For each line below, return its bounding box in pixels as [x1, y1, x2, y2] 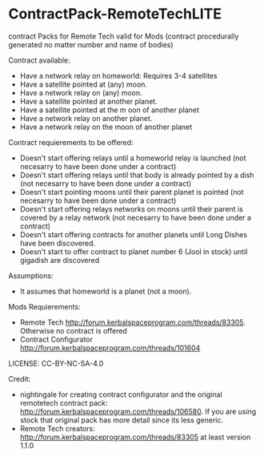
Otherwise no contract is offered [19, 326, 128, 335]
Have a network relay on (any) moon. [19, 87, 142, 97]
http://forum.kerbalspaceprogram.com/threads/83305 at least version [19, 432, 251, 442]
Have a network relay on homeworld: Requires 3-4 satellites [19, 71, 218, 80]
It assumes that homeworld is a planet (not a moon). [19, 286, 192, 296]
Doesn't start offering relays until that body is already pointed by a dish [19, 170, 254, 180]
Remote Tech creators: [19, 423, 96, 433]
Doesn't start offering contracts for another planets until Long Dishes [19, 229, 248, 239]
